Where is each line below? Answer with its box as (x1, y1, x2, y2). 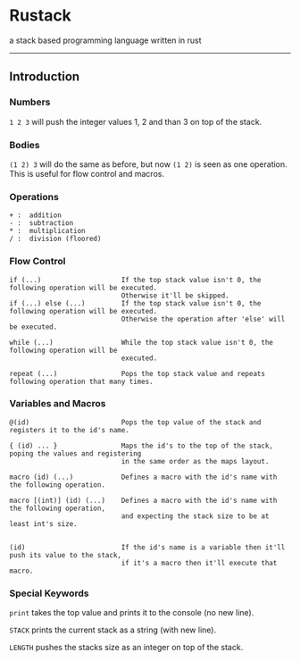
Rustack (9, 5, 71, 26)
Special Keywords (9, 587, 89, 599)
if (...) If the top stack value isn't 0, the (9, 275, 262, 284)
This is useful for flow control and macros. (9, 168, 165, 179)
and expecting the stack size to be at (121, 511, 270, 521)
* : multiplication (9, 227, 87, 236)
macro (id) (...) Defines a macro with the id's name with (9, 473, 278, 481)
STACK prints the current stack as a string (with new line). (9, 624, 217, 635)
